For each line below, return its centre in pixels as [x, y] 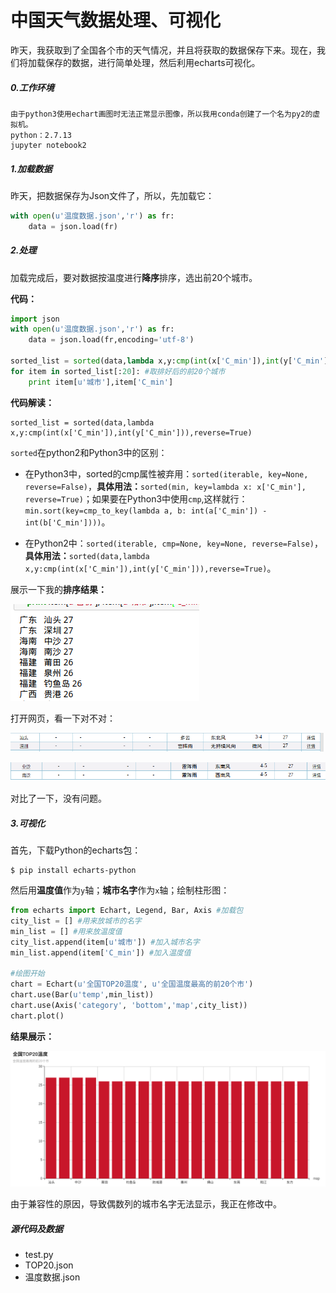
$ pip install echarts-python [73, 871]
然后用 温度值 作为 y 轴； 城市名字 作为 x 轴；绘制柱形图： [120, 890]
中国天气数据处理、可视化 [116, 20]
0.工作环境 [32, 87]
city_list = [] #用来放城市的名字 [76, 921]
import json [35, 319]
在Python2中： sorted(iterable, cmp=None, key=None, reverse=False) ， [173, 543]
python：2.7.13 [41, 135]
